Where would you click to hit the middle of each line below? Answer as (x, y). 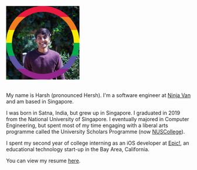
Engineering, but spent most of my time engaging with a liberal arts (87, 125)
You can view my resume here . (43, 161)
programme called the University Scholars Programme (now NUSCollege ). (96, 131)
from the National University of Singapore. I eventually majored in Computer (98, 119)
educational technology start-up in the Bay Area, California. (78, 149)
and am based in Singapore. (40, 101)
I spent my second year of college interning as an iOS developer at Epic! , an (98, 143)
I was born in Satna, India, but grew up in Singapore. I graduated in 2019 (93, 113)
